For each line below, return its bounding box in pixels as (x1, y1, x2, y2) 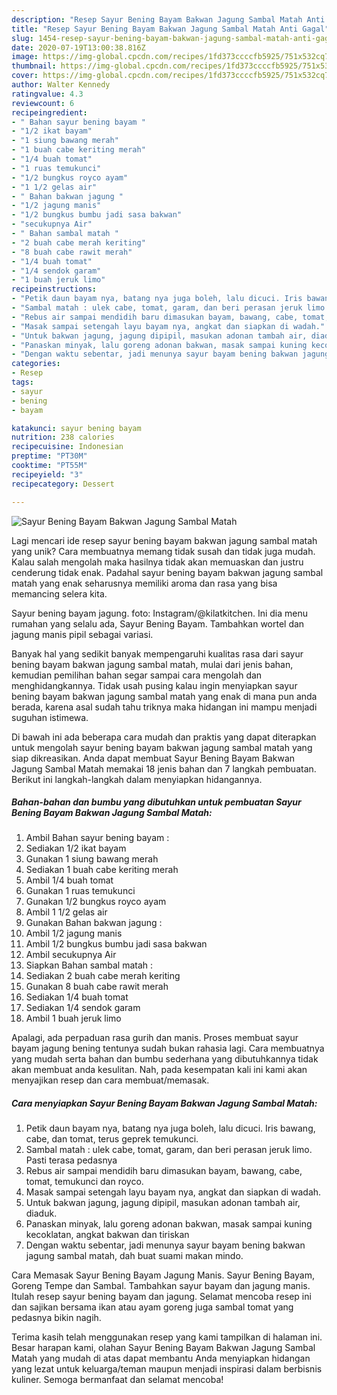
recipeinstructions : (11, 284, 98, 295)
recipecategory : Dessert (11, 479, 115, 489)
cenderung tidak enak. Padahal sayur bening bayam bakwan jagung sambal (11, 566, 324, 578)
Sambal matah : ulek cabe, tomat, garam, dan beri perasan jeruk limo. (25, 1144, 313, 1156)
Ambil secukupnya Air (25, 949, 117, 961)
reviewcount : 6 (11, 98, 75, 108)
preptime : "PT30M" (11, 451, 88, 461)
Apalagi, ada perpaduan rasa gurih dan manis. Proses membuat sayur (11, 1032, 299, 1044)
